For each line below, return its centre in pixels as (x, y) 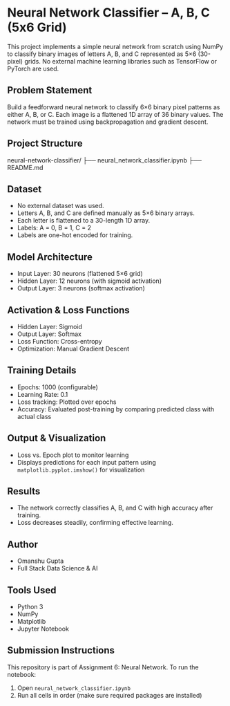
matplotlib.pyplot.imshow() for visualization (81, 470)
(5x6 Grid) (37, 27)
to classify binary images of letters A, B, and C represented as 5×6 (102, 54)
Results (24, 491)
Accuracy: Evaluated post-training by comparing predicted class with (116, 409)
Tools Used (32, 590)
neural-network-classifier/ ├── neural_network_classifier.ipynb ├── (105, 160)
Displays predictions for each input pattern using (87, 462)
